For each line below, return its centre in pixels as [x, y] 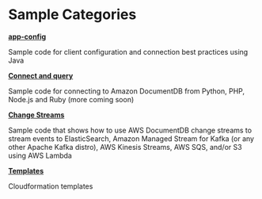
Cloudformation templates [51, 186]
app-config [27, 36]
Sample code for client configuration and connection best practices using [128, 52]
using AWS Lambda [40, 155]
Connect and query [41, 75]
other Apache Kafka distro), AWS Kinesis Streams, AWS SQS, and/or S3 [125, 147]
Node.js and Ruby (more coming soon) [71, 99]
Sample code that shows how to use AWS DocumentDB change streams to [130, 130]
